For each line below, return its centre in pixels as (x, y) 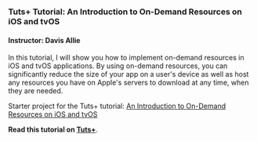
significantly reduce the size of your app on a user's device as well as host (128, 74)
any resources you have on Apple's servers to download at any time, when (128, 83)
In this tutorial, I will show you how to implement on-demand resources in (126, 58)
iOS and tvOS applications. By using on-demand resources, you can (118, 66)
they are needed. (36, 91)
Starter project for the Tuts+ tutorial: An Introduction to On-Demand (117, 106)
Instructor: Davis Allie (44, 40)
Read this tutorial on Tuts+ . (53, 130)
